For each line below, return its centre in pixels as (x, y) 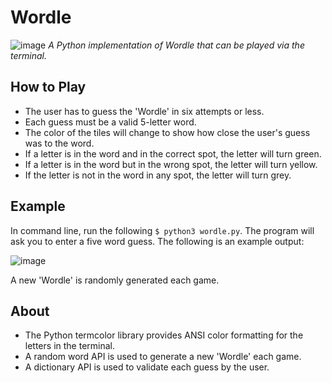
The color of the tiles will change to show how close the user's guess (167, 132)
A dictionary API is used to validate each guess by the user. (147, 367)
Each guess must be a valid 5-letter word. (110, 122)
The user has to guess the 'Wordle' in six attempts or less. (144, 111)
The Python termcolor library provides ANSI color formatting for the (164, 335)
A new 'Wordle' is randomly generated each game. (115, 280)
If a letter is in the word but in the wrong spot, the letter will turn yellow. (171, 164)
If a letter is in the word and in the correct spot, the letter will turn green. (173, 153)
